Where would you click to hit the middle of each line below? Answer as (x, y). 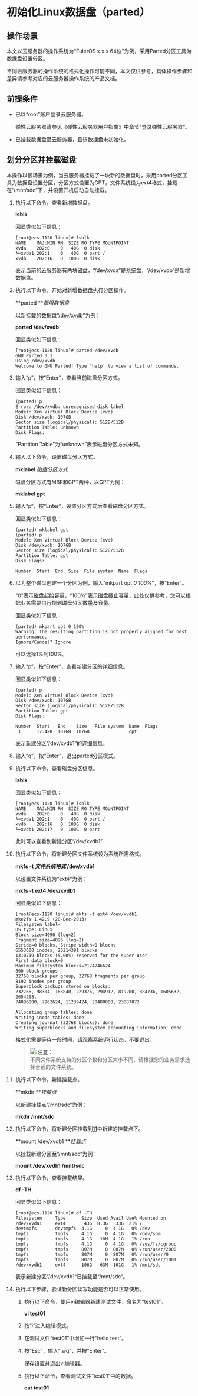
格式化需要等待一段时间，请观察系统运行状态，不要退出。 (85, 1039)
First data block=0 (39, 961)
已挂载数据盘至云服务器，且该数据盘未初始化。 (72, 139)
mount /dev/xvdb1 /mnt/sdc (50, 1165)
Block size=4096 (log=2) (46, 935)
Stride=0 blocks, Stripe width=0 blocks (65, 945)
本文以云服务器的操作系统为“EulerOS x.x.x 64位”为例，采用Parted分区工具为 (99, 51)
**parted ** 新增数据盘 (42, 303)
